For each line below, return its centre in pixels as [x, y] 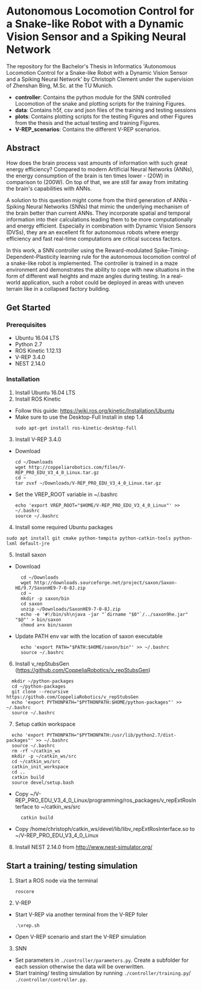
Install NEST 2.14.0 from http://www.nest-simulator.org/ [84, 847]
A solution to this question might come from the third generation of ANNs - [99, 200]
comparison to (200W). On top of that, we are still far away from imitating [97, 182]
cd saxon [32, 604]
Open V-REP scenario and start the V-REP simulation [80, 937]
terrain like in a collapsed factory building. [58, 288]
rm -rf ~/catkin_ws [36, 751]
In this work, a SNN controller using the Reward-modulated [79, 250]
